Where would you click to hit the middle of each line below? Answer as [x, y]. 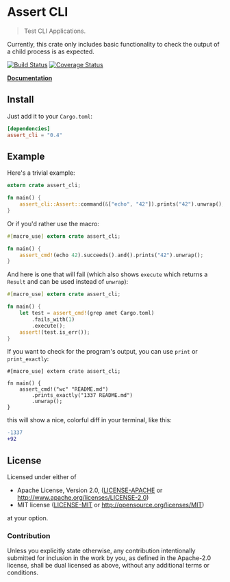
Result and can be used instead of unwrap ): [68, 282]
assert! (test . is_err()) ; [55, 332]
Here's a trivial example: [41, 173]
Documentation [30, 78]
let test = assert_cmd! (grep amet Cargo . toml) [87, 313]
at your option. [28, 518]
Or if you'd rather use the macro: [53, 223]
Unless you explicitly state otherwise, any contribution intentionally [101, 551]
